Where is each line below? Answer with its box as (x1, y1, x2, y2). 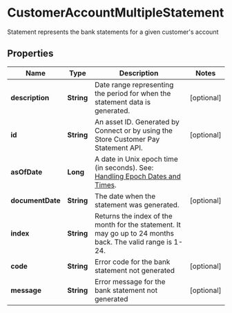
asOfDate (10, 167, 43, 177)
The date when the (94, 191, 156, 201)
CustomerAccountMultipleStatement (7, 5, 224, 21)
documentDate (10, 196, 61, 205)
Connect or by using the (94, 126, 173, 135)
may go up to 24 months (94, 228, 175, 238)
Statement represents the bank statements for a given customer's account (7, 28, 219, 36)
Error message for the (94, 276, 166, 286)
